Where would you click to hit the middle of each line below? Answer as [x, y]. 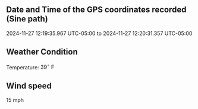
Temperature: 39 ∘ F [30, 66]
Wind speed [29, 86]
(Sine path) [27, 19]
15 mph [15, 100]
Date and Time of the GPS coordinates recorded [96, 10]
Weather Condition [42, 52]
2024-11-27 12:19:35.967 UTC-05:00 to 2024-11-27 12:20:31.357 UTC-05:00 [99, 33]
